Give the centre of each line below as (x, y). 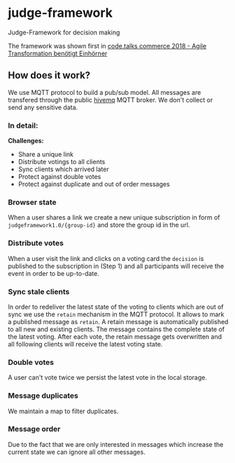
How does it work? (49, 75)
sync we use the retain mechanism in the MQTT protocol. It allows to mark (116, 314)
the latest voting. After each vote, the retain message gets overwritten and (115, 336)
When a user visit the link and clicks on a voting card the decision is (106, 258)
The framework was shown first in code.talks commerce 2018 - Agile (107, 46)
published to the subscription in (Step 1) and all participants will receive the (116, 266)
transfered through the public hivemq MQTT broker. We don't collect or (111, 100)
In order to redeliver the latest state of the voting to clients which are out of (116, 307)
